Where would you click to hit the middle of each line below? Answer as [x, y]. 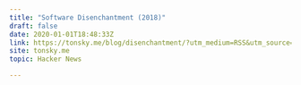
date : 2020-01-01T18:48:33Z [62, 34]
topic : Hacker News [46, 59]
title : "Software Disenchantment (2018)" [88, 17]
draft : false [34, 26]
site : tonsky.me [39, 51]
